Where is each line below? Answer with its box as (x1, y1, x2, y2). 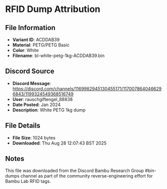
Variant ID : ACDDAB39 (12, 36, 60, 42)
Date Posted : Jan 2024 (12, 101, 61, 107)
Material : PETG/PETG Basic (12, 42, 70, 48)
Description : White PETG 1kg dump (12, 106, 86, 113)
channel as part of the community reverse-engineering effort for (20, 173, 153, 179)
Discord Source (5, 67, 54, 75)
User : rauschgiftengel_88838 (12, 96, 73, 102)
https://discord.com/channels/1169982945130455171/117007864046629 (12, 85, 161, 91)
